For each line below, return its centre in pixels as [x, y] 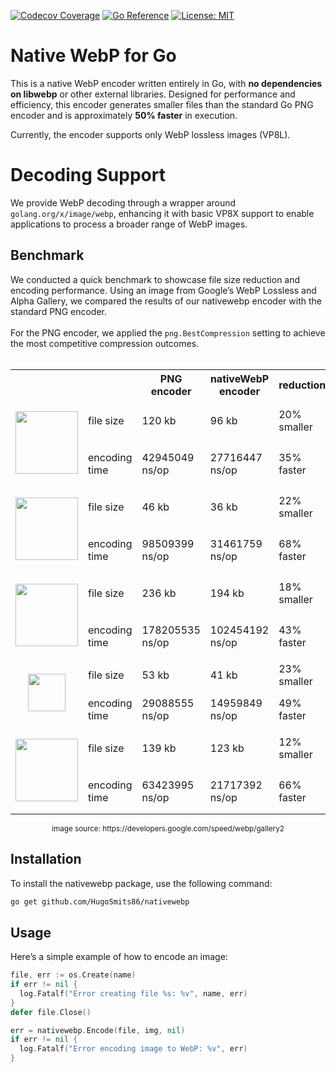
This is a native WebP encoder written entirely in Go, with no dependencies [166, 83]
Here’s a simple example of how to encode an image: [119, 957]
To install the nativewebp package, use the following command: [141, 883]
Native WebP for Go [93, 56]
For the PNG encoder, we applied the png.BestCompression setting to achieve [168, 332]
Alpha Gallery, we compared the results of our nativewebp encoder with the [166, 301]
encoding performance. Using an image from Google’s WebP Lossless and [163, 290]
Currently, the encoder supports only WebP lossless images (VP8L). [150, 134]
